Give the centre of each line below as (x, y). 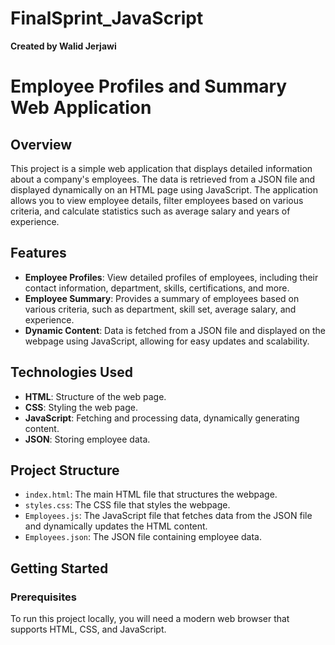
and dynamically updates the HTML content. (116, 526)
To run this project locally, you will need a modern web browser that (150, 619)
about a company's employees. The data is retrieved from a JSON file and (163, 179)
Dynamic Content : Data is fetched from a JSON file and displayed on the (175, 330)
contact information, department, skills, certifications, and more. (157, 288)
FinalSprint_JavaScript (107, 18)
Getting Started (59, 568)
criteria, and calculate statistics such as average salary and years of (150, 211)
